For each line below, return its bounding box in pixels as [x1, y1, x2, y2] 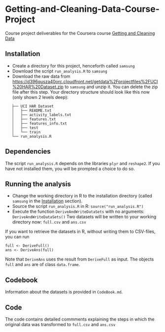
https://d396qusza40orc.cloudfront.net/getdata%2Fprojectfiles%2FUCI [12, 78, 158, 84]
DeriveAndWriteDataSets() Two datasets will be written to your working [12, 214, 157, 220]
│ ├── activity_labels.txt [11, 112, 71, 117]
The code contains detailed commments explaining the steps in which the [5, 316, 155, 322]
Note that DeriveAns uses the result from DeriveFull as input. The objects [5, 256, 154, 262]
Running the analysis [5, 180, 71, 188]
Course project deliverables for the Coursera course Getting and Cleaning [5, 30, 155, 36]
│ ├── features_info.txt [11, 121, 67, 126]
